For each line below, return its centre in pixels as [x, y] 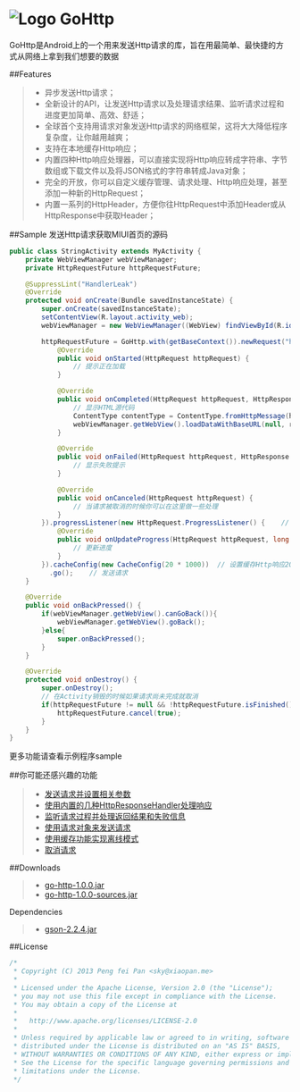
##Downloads [35, 868]
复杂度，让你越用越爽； [87, 137]
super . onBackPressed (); [101, 639]
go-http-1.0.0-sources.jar [91, 895]
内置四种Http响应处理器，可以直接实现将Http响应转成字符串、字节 [166, 159]
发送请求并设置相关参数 [87, 794]
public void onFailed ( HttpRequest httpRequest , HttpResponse [173, 457]
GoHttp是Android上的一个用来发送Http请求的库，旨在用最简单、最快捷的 [143, 45]
